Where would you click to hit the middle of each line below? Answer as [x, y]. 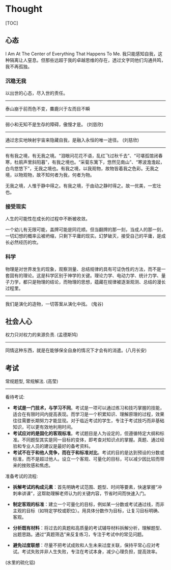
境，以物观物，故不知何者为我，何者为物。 [50, 175]
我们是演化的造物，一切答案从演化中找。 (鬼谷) [54, 304]
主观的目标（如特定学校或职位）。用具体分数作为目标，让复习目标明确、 [87, 511]
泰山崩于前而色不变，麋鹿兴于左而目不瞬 [48, 109]
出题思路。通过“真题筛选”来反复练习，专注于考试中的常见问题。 [79, 534]
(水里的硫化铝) [20, 562]
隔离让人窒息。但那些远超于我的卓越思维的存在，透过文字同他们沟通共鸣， [88, 60]
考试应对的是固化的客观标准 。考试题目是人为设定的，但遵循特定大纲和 [86, 434]
